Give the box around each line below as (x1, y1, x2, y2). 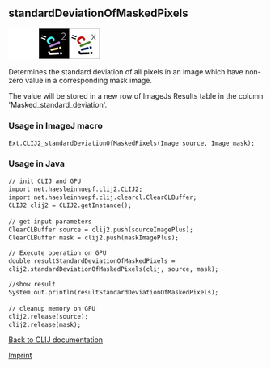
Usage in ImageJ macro (8, 120, 103, 131)
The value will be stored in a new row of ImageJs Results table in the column (8, 91, 264, 100)
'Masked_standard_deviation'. (8, 99, 108, 109)
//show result (8, 281, 57, 289)
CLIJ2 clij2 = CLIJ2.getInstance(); (8, 201, 132, 209)
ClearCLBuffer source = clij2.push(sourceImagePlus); (8, 226, 194, 234)
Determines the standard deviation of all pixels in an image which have (8, 66, 244, 76)
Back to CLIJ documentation (8, 335, 104, 345)
